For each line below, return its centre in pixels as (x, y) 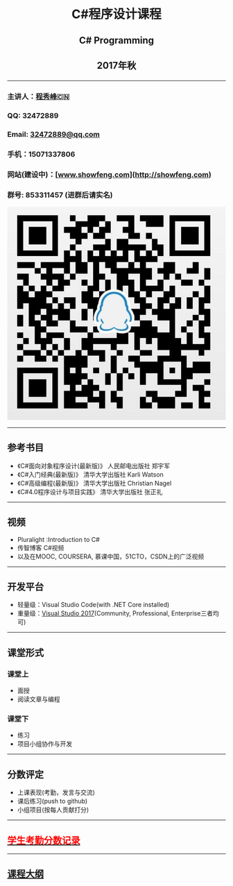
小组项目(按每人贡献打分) (53, 810)
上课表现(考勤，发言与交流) (56, 792)
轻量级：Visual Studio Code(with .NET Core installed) (93, 605)
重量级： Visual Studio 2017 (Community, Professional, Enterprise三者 (115, 613)
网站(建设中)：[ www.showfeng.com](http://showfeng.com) (109, 174)
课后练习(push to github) (52, 801)
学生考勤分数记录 (44, 840)
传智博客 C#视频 (41, 547)
